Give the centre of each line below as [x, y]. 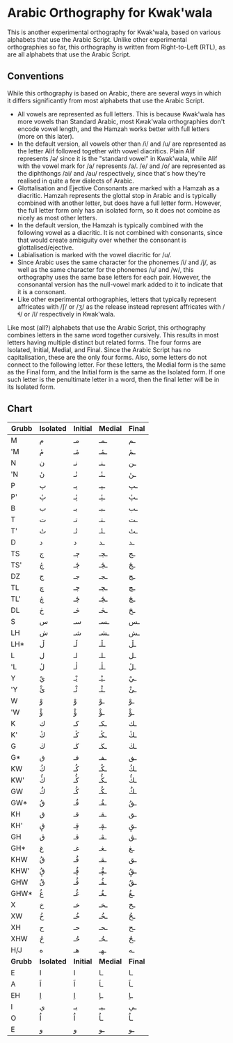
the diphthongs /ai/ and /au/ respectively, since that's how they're [112, 173]
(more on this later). [46, 136]
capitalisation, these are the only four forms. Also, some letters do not [107, 357]
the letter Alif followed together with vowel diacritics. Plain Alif [106, 151]
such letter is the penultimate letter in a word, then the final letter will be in [113, 379]
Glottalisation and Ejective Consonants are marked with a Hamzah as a [119, 188]
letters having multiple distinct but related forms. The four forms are [104, 342]
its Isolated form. [31, 387]
